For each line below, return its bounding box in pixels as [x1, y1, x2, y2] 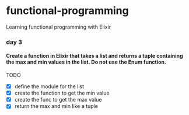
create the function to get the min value [14, 89, 110, 97]
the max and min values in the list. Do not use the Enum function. [6, 58, 166, 65]
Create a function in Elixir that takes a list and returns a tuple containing [6, 53, 183, 60]
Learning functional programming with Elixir [6, 23, 111, 30]
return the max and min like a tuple [14, 103, 98, 110]
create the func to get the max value [14, 96, 102, 103]
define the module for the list [14, 83, 85, 90]
